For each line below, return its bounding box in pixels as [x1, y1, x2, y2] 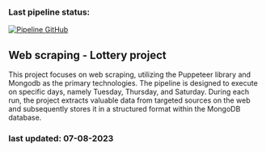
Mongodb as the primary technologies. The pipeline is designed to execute [8, 78, 259, 88]
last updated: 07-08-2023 [8, 133, 114, 144]
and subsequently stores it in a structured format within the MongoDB [8, 104, 241, 114]
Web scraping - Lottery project [8, 48, 167, 62]
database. [8, 112, 42, 123]
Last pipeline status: [8, 6, 91, 18]
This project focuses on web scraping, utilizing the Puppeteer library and [8, 70, 251, 79]
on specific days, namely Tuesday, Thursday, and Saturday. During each [8, 87, 250, 97]
